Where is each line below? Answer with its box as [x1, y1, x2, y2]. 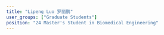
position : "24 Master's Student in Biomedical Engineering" [6, 20, 159, 26]
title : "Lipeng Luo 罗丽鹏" [6, 8, 73, 15]
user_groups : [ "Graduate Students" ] [6, 14, 97, 20]
